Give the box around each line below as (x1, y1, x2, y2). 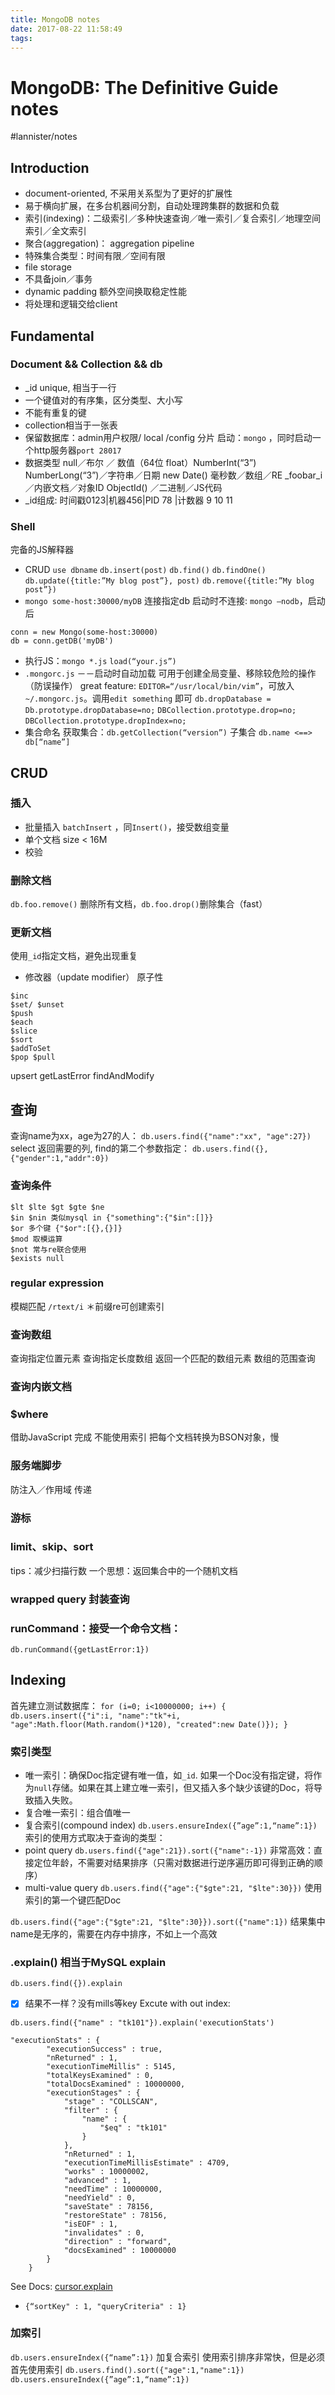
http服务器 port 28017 (33, 444, 122, 456)
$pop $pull (10, 1052, 56, 1063)
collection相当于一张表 (24, 419, 118, 431)
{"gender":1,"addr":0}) (10, 1154, 110, 1164)
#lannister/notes (10, 131, 78, 143)
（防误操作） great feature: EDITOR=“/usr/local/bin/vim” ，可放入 (24, 680, 295, 692)
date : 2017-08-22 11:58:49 (10, 24, 123, 34)
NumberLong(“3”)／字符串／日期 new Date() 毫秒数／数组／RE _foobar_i (24, 469, 323, 481)
